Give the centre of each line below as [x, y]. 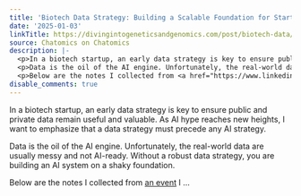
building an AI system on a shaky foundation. [92, 165]
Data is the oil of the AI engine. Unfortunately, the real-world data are [137, 146]
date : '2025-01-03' [46, 26]
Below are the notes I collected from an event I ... [100, 182]
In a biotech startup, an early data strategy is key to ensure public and [138, 109]
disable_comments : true [54, 84]
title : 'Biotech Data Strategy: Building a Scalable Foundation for [140, 17]
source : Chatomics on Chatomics [69, 43]
